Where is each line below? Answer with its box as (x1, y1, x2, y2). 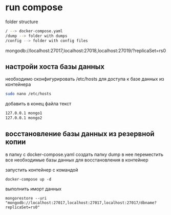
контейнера (5, 81, 31, 87)
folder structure (5, 19, 38, 25)
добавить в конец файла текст (5, 101, 72, 107)
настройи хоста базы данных (5, 62, 105, 71)
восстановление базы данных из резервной (5, 130, 155, 138)
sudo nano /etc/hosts (5, 92, 52, 97)
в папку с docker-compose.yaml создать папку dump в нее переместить (5, 151, 164, 157)
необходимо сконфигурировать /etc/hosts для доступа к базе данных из (5, 76, 164, 82)
